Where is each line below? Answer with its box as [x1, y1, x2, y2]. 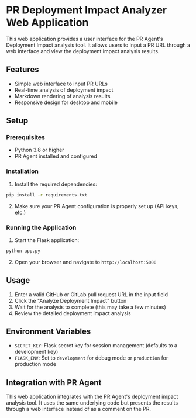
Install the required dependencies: [14, 181, 98, 188]
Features [6, 65, 39, 75]
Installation [6, 167, 39, 175]
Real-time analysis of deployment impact [14, 86, 114, 94]
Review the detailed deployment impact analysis [14, 309, 131, 316]
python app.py [6, 248, 41, 254]
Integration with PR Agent [6, 378, 102, 388]
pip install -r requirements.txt [6, 192, 88, 198]
